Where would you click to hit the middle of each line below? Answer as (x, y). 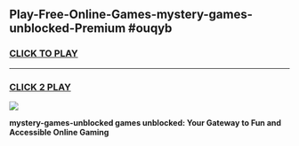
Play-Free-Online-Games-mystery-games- (131, 15)
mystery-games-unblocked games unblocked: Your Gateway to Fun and (145, 122)
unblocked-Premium (68, 29)
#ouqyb (150, 29)
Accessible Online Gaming (59, 132)
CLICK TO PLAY (44, 54)
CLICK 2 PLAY (40, 87)
